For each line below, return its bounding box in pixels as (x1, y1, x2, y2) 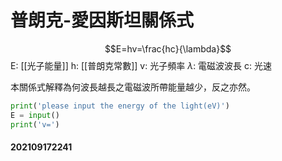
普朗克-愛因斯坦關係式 (10, 9, 195, 32)
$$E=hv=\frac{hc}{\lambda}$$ (104, 42, 232, 55)
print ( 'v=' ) (10, 119, 60, 130)
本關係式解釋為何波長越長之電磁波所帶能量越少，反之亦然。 (10, 81, 256, 93)
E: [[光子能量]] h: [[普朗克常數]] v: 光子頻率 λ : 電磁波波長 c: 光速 (10, 59, 273, 71)
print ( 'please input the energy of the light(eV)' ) (10, 101, 230, 111)
